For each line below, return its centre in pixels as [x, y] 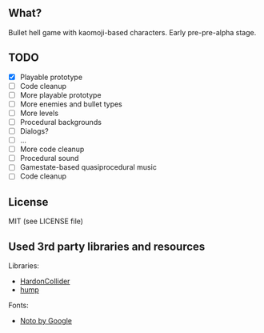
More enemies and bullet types [71, 104]
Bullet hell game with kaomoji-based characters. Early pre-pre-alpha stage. [132, 32]
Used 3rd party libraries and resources [107, 246]
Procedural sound [49, 158]
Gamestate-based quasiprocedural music [88, 167]
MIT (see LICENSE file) [46, 221]
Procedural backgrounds [61, 122]
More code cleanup [52, 149]
